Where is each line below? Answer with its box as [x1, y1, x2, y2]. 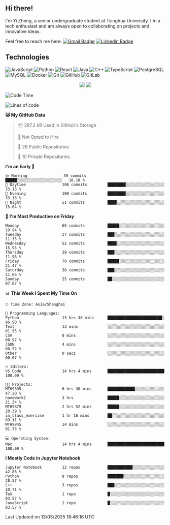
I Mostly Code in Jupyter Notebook [5, 455, 80, 461]
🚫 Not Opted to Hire [17, 134, 59, 140]
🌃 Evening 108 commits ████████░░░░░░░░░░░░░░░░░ [5, 191, 165, 196]
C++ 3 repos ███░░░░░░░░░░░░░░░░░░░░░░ [5, 482, 165, 487]
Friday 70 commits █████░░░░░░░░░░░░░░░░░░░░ [5, 259, 165, 264]
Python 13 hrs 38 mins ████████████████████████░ [5, 315, 165, 320]
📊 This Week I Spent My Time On [5, 290, 77, 296]
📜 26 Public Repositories [17, 143, 70, 149]
